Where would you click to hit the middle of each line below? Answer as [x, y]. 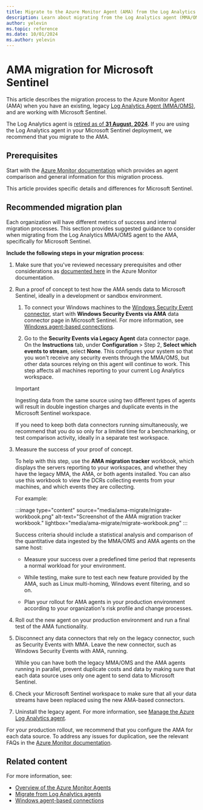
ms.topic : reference [32, 29]
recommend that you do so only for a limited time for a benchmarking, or [105, 431]
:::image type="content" [45, 510]
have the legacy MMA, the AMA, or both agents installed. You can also [103, 474]
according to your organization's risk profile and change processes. [108, 608]
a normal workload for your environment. [75, 565]
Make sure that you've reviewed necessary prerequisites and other [98, 265]
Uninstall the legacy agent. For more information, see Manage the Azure [105, 712]
